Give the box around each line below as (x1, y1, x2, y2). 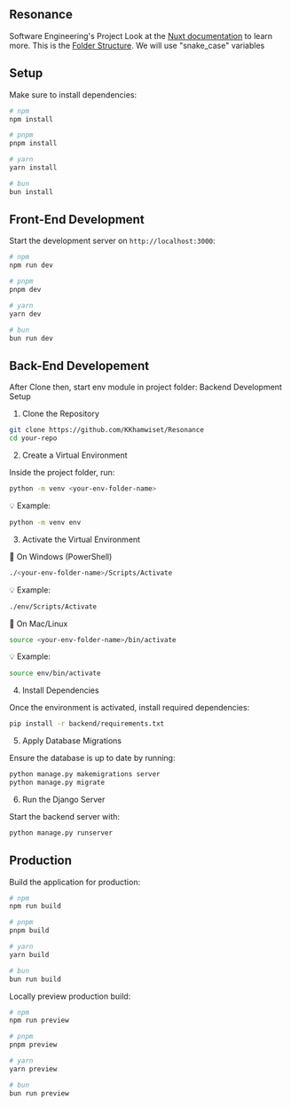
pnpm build (9, 926, 50, 935)
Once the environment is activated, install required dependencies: (9, 703, 250, 713)
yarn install (9, 163, 58, 172)
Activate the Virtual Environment (21, 534, 140, 545)
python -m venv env (9, 518, 82, 527)
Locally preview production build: (9, 991, 131, 1001)
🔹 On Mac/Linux (9, 618, 68, 629)
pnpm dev (9, 286, 42, 294)
